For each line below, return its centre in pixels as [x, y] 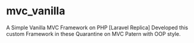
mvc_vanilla [36, 11]
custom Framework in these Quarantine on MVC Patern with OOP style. [93, 33]
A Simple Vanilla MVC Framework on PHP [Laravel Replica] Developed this [97, 27]
